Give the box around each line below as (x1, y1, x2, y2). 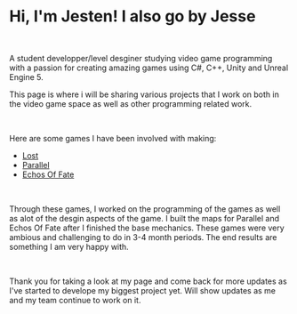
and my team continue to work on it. (9, 294, 141, 305)
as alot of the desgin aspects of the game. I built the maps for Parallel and (9, 213, 280, 223)
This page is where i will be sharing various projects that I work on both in (9, 89, 280, 100)
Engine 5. (9, 71, 44, 82)
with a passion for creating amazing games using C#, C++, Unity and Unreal (9, 62, 289, 73)
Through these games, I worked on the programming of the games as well (9, 203, 281, 214)
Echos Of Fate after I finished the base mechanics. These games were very (9, 222, 285, 233)
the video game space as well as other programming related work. (9, 98, 253, 109)
